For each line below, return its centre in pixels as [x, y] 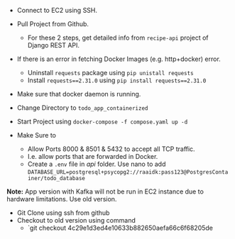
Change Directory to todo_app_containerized [82, 108]
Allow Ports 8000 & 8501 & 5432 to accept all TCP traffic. [111, 149]
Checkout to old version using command [76, 220]
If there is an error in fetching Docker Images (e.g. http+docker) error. [119, 59]
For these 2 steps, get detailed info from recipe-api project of [118, 38]
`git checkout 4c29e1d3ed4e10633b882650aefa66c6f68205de [120, 228]
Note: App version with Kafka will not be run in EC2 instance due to [105, 191]
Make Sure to [37, 135]
